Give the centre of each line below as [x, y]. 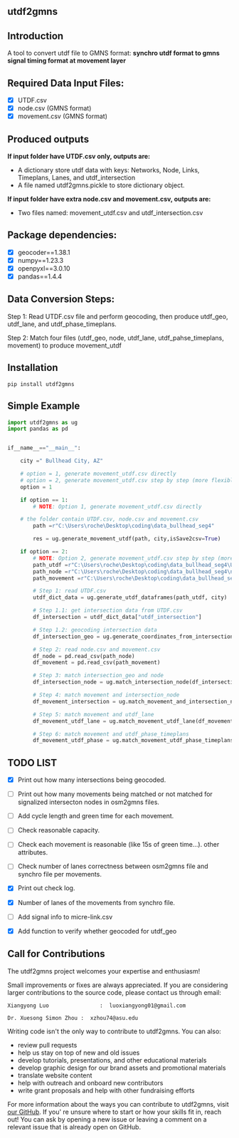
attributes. [33, 852]
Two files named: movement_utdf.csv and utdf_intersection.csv [110, 213]
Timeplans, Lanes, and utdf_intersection [76, 178]
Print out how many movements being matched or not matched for [115, 794]
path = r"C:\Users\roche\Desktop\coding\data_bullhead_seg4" [124, 526]
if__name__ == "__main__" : [44, 448]
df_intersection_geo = [67, 637]
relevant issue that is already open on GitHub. [74, 1127]
